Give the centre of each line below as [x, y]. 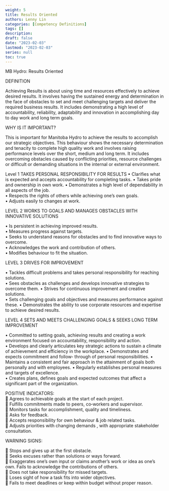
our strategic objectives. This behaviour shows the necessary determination [84, 143]
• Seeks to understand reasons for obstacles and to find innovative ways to [84, 237]
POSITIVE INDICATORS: [30, 393]
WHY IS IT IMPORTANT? [31, 128]
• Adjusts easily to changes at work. [43, 201]
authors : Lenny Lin [26, 19]
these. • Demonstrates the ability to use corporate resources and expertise [83, 305]
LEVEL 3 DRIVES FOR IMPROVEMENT [44, 263]
